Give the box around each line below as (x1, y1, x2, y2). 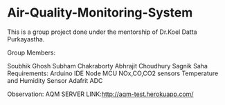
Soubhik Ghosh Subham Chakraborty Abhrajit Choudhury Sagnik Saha (7, 61, 208, 70)
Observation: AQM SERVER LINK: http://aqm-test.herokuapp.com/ (7, 90, 194, 98)
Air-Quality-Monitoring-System (7, 5, 193, 21)
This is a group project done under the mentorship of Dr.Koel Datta (7, 28, 197, 36)
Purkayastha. (7, 35, 45, 43)
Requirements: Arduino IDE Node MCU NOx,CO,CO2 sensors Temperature (7, 69, 219, 77)
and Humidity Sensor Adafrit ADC (7, 76, 103, 84)
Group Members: (7, 48, 56, 57)
